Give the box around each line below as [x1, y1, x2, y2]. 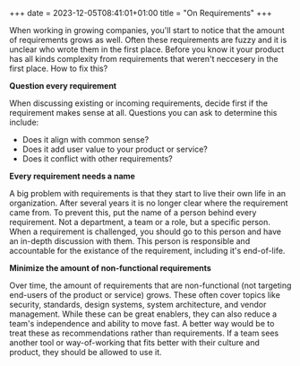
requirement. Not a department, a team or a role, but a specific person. [9, 217, 271, 227]
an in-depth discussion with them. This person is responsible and [9, 236, 251, 246]
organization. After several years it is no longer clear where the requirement [9, 197, 288, 208]
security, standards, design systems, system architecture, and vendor [9, 300, 267, 309]
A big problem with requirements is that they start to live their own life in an [9, 188, 287, 198]
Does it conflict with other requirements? [21, 153, 173, 164]
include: [9, 117, 39, 127]
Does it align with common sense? [21, 135, 150, 144]
